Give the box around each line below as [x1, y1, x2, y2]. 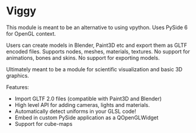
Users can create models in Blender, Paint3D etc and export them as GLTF [6, 42, 188, 49]
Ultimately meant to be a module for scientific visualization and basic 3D [6, 65, 182, 72]
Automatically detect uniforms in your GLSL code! [14, 107, 136, 115]
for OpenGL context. [6, 30, 56, 37]
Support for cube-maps [14, 120, 73, 127]
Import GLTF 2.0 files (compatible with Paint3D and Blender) [14, 95, 162, 102]
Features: [6, 83, 30, 90]
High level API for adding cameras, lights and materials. [14, 101, 150, 108]
